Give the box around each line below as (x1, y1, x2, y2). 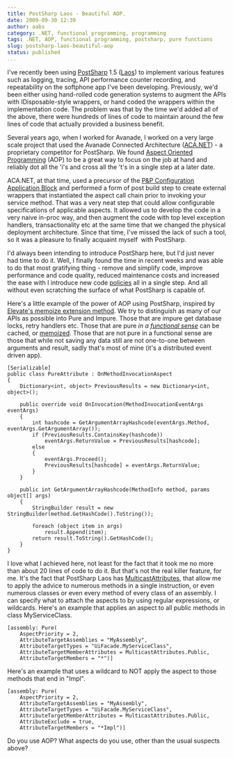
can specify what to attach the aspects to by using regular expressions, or (7, 596, 220, 604)
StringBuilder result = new (32, 504, 113, 511)
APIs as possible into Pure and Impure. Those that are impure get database (7, 314, 222, 322)
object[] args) (7, 492, 51, 499)
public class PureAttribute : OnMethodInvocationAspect (7, 370, 172, 378)
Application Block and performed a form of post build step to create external (7, 184, 226, 192)
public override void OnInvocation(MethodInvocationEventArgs (19, 401, 204, 408)
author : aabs (7, 23, 45, 30)
